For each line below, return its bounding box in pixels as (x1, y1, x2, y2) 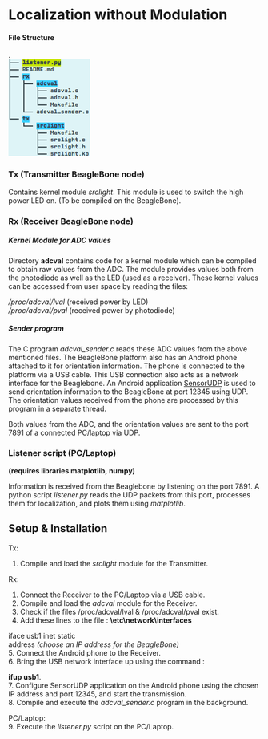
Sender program (8, 323, 64, 334)
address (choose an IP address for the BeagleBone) (8, 640, 180, 649)
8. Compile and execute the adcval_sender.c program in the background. (8, 697, 249, 707)
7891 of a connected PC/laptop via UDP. (8, 428, 141, 437)
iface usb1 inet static (8, 631, 76, 640)
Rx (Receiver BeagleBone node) (8, 215, 134, 226)
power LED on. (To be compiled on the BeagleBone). (8, 195, 182, 205)
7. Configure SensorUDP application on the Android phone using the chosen (8, 680, 259, 690)
